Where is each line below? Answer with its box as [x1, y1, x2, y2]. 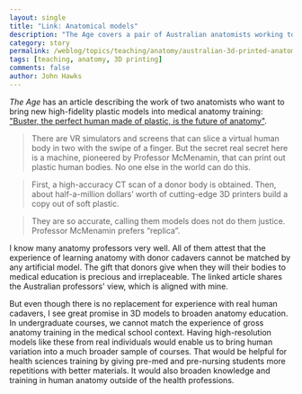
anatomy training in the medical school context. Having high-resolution [9, 327, 272, 337]
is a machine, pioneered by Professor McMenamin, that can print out [31, 152, 286, 163]
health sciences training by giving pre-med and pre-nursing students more [9, 355, 286, 366]
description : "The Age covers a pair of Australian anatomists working [9, 30, 283, 39]
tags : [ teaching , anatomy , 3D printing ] [9, 55, 164, 64]
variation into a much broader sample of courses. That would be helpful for [9, 345, 288, 356]
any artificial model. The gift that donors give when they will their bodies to [9, 262, 286, 273]
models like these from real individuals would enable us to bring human [9, 336, 273, 347]
